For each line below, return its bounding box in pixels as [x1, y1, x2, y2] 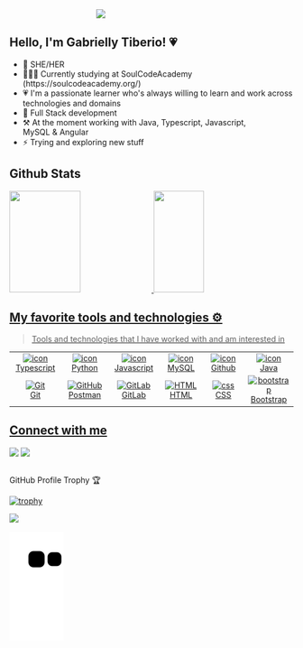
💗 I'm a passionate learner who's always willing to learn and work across [22, 88, 293, 98]
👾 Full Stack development [22, 107, 117, 118]
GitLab [121, 389, 147, 400]
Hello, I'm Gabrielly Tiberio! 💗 [9, 35, 178, 51]
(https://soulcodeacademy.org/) [22, 78, 142, 88]
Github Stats [9, 166, 81, 181]
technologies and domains [22, 97, 122, 108]
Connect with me [9, 423, 108, 439]
